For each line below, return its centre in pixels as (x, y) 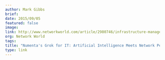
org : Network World (25, 37)
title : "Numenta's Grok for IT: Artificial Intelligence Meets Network (80, 45)
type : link (16, 50)
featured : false (22, 23)
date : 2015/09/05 (23, 18)
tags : (11, 41)
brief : (12, 14)
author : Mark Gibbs (25, 9)
